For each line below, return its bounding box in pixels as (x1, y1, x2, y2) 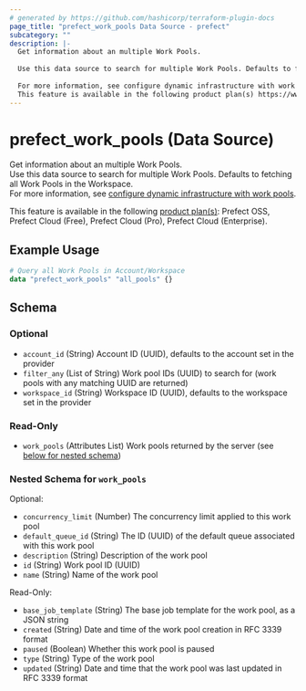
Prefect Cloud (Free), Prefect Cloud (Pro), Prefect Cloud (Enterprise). (9, 215, 268, 226)
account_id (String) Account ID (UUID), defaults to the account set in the (22, 348, 294, 359)
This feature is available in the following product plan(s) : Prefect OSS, (9, 206, 270, 217)
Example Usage (9, 242, 100, 257)
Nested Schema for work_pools (9, 472, 148, 485)
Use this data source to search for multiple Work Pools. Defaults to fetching (9, 169, 293, 180)
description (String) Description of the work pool (22, 550, 208, 561)
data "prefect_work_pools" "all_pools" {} (9, 275, 173, 284)
